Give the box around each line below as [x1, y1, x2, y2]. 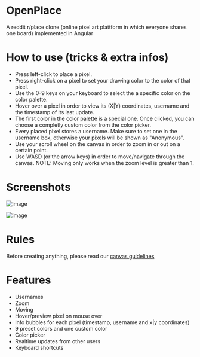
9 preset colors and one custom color [14, 325, 107, 332]
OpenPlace [6, 4, 62, 17]
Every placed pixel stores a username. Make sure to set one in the [14, 127, 177, 135]
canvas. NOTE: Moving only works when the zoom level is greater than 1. [14, 159, 194, 166]
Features [6, 273, 51, 287]
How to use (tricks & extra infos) [6, 51, 169, 65]
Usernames [14, 293, 44, 300]
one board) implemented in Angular [6, 29, 94, 36]
